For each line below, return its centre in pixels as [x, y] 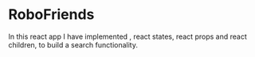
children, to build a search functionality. [73, 44]
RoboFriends [51, 15]
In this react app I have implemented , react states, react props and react [127, 36]
